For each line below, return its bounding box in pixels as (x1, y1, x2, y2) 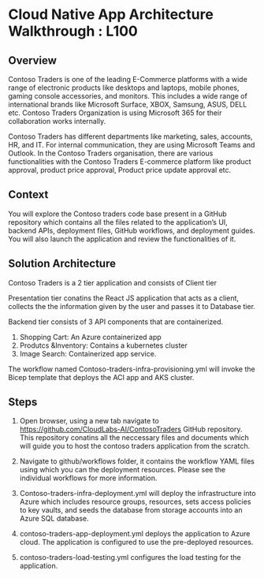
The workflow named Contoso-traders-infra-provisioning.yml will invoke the (8, 364, 255, 374)
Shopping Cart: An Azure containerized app (19, 332, 162, 341)
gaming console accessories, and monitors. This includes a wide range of (8, 91, 248, 100)
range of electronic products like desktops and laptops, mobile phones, (8, 83, 240, 92)
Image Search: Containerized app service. (19, 349, 157, 358)
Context (8, 188, 49, 202)
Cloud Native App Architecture (8, 6, 214, 24)
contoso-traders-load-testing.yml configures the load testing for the (19, 553, 242, 562)
